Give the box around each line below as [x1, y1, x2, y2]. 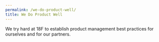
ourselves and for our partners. [5, 31, 71, 37]
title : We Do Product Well [5, 12, 63, 17]
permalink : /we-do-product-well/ [5, 7, 76, 12]
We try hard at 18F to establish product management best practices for [5, 25, 154, 31]
